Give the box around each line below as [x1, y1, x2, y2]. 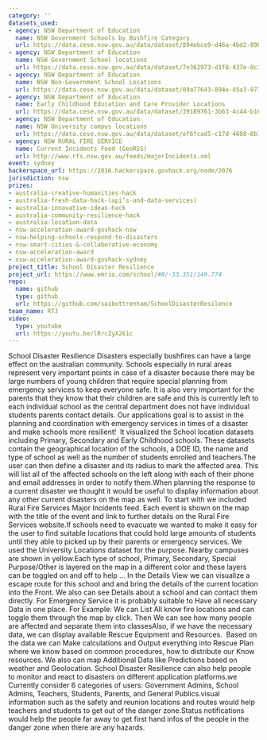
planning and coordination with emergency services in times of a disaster [8, 419, 249, 428]
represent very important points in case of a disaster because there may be [8, 368, 256, 378]
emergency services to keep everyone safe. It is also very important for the [8, 385, 254, 394]
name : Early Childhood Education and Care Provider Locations [15, 100, 226, 108]
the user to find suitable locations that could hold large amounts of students [8, 529, 257, 538]
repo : [8, 277, 26, 286]
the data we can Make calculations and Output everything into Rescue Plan [8, 638, 254, 648]
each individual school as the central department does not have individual [8, 402, 250, 412]
